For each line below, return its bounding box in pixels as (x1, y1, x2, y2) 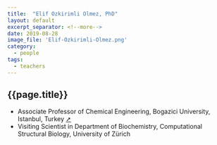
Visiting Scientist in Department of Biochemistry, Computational (17, 122, 203, 131)
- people (13, 50, 39, 57)
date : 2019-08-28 (7, 30, 58, 37)
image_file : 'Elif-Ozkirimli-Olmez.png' (7, 37, 128, 44)
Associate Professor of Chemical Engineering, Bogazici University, (17, 107, 211, 116)
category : (7, 43, 37, 50)
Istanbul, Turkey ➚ (17, 115, 72, 123)
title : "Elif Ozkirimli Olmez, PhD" (7, 10, 118, 18)
